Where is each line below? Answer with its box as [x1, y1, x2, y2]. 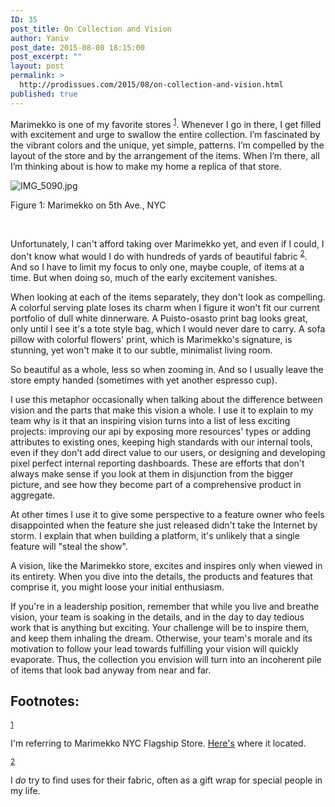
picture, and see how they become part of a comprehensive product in [10, 478, 302, 490]
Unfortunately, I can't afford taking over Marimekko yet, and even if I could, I [10, 238, 325, 250]
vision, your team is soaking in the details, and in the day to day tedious [10, 611, 305, 623]
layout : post [10, 61, 65, 71]
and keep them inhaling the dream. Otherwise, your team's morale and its [10, 632, 313, 644]
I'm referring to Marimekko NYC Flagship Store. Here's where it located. [10, 737, 307, 749]
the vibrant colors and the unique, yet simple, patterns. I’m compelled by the [10, 139, 325, 151]
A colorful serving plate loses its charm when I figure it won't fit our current [10, 301, 320, 313]
